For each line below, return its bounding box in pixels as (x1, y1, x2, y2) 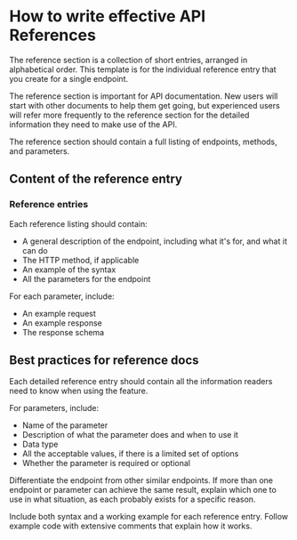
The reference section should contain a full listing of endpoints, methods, (9, 136, 277, 147)
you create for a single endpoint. (9, 73, 129, 84)
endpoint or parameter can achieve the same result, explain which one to (9, 485, 277, 496)
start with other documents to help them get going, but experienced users (9, 100, 280, 110)
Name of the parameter (21, 420, 108, 431)
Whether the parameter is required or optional (21, 458, 191, 469)
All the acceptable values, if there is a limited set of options (21, 448, 239, 459)
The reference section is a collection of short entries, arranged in (9, 54, 248, 65)
